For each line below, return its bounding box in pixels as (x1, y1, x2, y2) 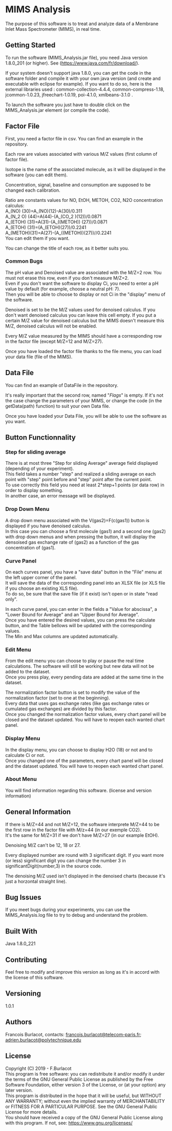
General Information (5, 808, 71, 816)
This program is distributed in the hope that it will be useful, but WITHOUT (5, 1093, 162, 1099)
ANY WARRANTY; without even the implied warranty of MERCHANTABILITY (5, 1098, 165, 1104)
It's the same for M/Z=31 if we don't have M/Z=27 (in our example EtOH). (5, 832, 160, 838)
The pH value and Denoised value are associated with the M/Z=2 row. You (5, 269, 162, 275)
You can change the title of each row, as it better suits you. (5, 245, 130, 251)
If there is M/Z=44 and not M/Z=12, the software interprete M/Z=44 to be (5, 821, 160, 827)
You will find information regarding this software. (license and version (5, 787, 152, 793)
